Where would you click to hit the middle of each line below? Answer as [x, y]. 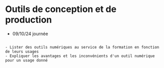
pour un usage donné [27, 60]
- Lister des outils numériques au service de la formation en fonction [82, 47]
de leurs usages [22, 51]
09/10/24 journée [30, 33]
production [29, 20]
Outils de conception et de [61, 9]
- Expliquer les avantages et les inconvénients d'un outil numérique [80, 56]
